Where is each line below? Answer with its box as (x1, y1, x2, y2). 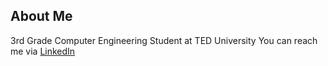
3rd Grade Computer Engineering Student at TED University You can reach (10, 34, 318, 46)
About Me (10, 8, 73, 25)
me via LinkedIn (10, 45, 76, 57)
